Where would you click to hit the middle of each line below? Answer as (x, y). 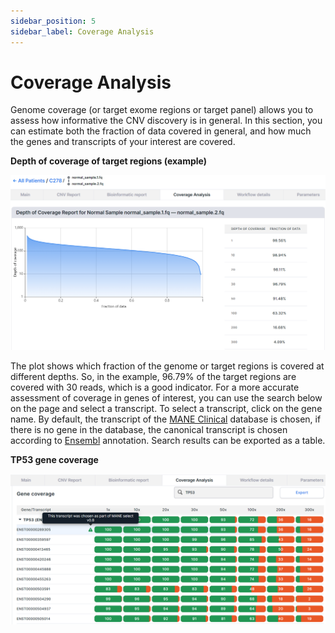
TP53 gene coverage (54, 459)
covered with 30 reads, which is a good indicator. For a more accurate (155, 387)
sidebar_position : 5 (53, 21)
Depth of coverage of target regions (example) (109, 161)
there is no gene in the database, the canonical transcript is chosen (149, 429)
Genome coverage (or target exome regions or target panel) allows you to (162, 110)
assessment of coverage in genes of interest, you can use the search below (166, 397)
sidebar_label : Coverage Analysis (82, 31)
